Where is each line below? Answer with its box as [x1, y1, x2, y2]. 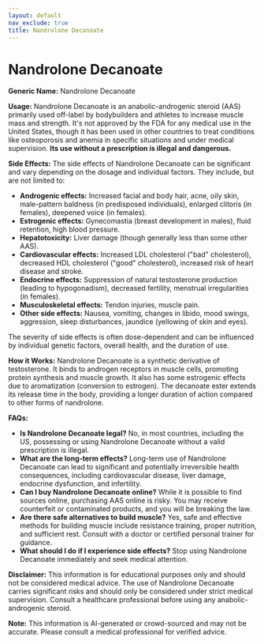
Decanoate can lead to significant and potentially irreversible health [19, 462, 240, 472]
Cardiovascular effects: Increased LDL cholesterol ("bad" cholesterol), [19, 250, 251, 259]
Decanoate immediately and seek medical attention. [19, 555, 188, 564]
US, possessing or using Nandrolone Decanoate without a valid [19, 437, 225, 446]
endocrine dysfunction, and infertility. [19, 479, 142, 488]
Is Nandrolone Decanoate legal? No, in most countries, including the [19, 428, 244, 439]
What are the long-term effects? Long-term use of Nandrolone [19, 454, 226, 463]
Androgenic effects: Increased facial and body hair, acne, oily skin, [19, 191, 240, 201]
